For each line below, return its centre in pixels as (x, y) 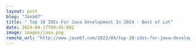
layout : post (22, 11)
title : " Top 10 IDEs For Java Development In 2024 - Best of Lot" (90, 22)
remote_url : (20, 38)
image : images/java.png (35, 33)
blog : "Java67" (24, 17)
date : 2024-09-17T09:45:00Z (40, 27)
